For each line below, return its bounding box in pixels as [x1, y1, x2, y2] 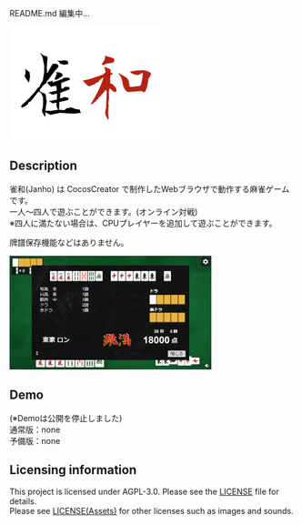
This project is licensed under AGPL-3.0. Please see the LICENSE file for [9, 486, 279, 498]
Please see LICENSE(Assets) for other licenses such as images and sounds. [9, 506, 294, 517]
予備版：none [9, 435, 61, 446]
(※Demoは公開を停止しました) [9, 412, 123, 423]
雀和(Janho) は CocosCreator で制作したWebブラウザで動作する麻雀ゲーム [9, 183, 290, 194]
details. [9, 496, 37, 507]
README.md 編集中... [9, 8, 91, 18]
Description [9, 158, 77, 174]
